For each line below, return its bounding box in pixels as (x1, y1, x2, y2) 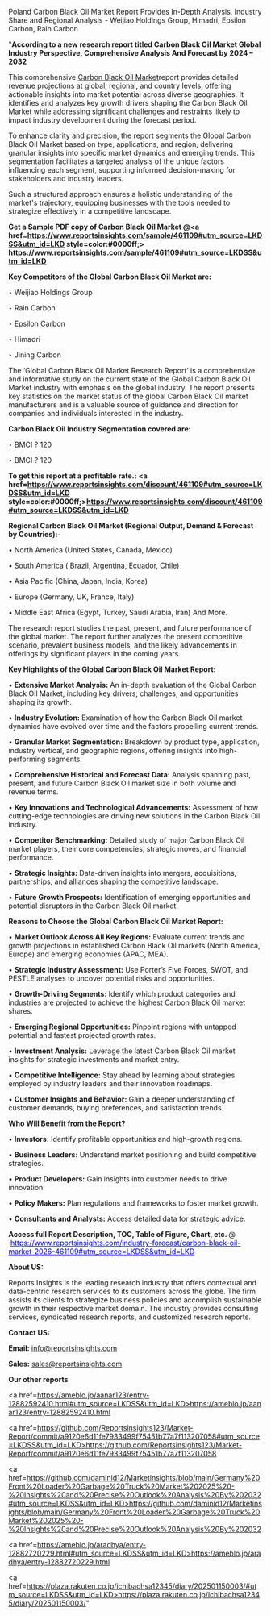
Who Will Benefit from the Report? (8, 1118, 126, 1128)
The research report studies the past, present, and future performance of (8, 623, 252, 632)
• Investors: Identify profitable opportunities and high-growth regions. (8, 1135, 243, 1143)
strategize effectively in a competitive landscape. (8, 206, 172, 216)
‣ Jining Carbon (8, 350, 62, 360)
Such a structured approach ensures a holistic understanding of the (8, 190, 234, 198)
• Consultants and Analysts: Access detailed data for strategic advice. (8, 1214, 246, 1223)
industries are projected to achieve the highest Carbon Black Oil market (8, 998, 246, 1007)
